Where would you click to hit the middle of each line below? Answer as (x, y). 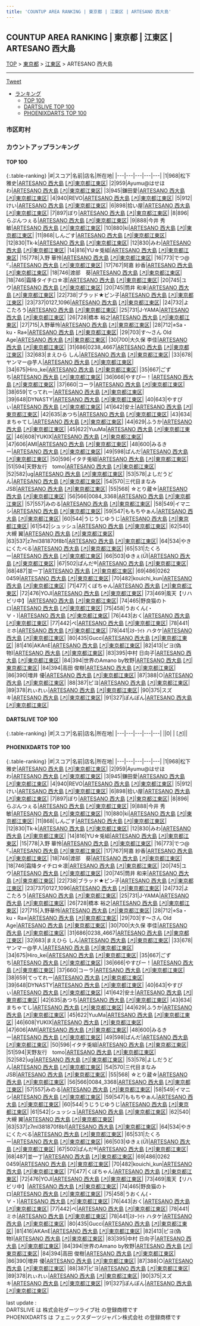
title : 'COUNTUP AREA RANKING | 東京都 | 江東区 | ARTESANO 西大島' (89, 12)
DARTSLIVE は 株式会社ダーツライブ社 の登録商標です (72, 1309)
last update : (21, 1302)
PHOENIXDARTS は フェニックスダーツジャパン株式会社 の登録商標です (94, 1317)
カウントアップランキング (43, 147)
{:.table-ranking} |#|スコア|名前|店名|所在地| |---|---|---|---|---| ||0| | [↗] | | (97, 733)
